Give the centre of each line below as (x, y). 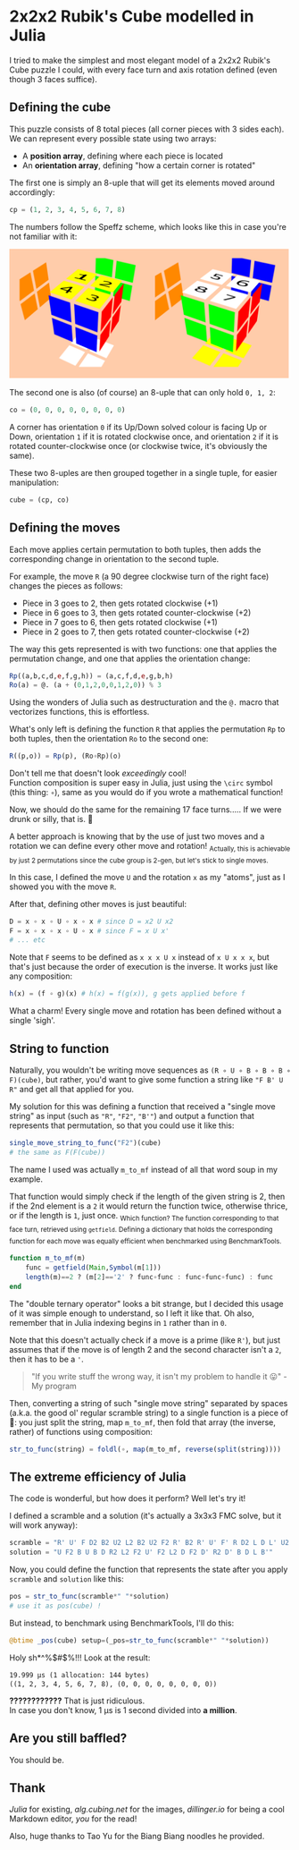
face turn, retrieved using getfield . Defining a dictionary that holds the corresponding (141, 1230)
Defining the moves (65, 528)
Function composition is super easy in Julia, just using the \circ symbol (141, 783)
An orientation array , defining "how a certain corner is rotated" (139, 165)
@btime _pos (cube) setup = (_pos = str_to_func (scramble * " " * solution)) (139, 1640)
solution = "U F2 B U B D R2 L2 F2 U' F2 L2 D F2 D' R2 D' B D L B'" (141, 1553)
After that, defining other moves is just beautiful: (98, 904)
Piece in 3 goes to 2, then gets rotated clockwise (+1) (120, 603)
